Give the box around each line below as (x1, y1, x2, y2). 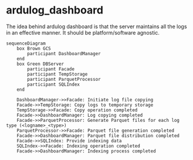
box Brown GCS (16, 45, 51, 52)
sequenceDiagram (6, 40, 46, 46)
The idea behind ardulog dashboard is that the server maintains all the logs (6, 23, 187, 30)
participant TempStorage (27, 71, 88, 77)
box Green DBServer (16, 61, 65, 67)
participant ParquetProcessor (27, 76, 101, 82)
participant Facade (27, 66, 75, 72)
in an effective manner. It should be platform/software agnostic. (6, 29, 160, 36)
